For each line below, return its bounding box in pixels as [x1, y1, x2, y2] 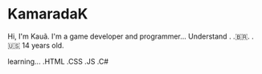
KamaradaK [7, 5, 88, 23]
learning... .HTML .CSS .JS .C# [7, 56, 109, 66]
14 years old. [22, 40, 65, 50]
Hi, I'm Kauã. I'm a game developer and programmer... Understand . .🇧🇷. [7, 31, 250, 41]
